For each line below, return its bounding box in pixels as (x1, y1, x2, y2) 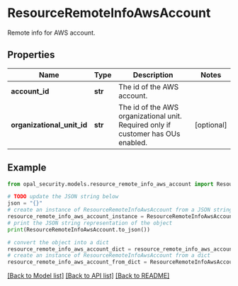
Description (132, 69, 174, 79)
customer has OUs (118, 129, 181, 139)
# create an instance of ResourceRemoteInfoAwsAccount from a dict (7, 252, 211, 259)
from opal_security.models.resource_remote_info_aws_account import (7, 181, 214, 188)
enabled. (118, 137, 147, 147)
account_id (11, 86, 50, 96)
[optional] (194, 120, 227, 130)
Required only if (118, 120, 171, 130)
